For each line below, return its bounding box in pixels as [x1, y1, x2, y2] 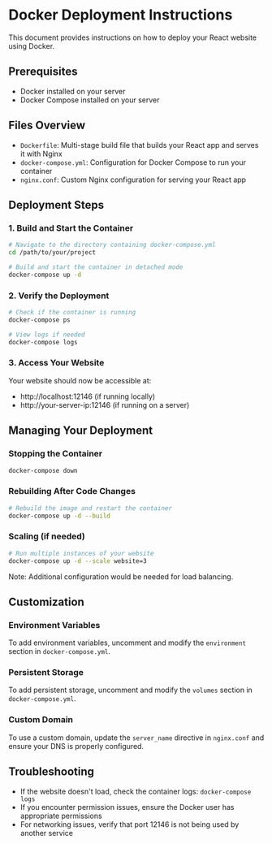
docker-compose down [8, 466, 79, 474]
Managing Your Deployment [8, 424, 153, 438]
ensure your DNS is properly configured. [8, 741, 145, 751]
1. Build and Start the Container [8, 222, 134, 233]
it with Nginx [19, 149, 63, 158]
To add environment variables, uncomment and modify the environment [8, 638, 246, 647]
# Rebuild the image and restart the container [8, 504, 173, 513]
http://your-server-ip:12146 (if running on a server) [19, 400, 190, 409]
